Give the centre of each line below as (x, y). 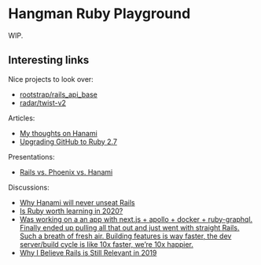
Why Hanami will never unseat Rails (77, 202)
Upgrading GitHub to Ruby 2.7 (68, 142)
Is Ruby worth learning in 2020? (71, 211)
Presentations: (31, 156)
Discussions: (29, 187)
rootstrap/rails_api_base (59, 94)
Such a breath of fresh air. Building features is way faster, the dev (125, 236)
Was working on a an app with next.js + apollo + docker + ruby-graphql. (136, 219)
